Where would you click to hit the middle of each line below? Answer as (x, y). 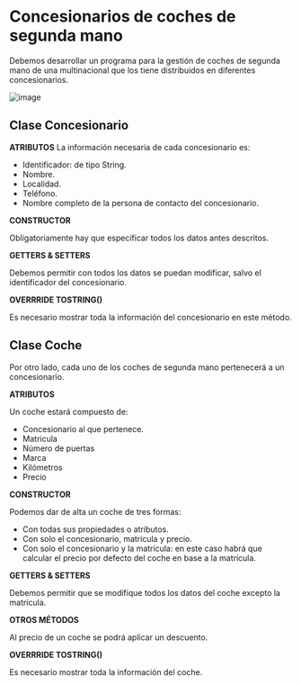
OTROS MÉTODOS (44, 619)
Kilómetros (42, 467)
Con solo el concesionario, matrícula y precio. (107, 538)
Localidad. (41, 184)
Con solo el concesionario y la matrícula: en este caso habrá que (142, 548)
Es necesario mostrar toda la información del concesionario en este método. (150, 317)
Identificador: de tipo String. (75, 165)
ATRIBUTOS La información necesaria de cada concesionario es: (130, 147)
